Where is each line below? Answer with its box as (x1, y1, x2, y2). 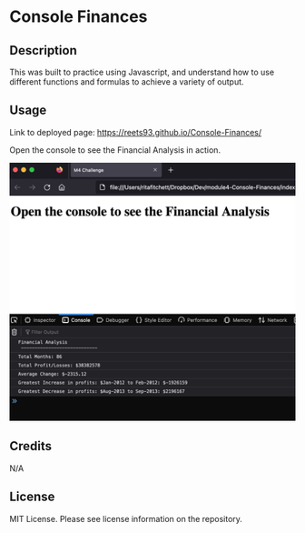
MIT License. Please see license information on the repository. (9, 513, 243, 524)
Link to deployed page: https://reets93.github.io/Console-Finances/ (9, 126, 261, 137)
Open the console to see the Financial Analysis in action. (9, 144, 221, 156)
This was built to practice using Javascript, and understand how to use (9, 66, 275, 77)
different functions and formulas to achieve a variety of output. (9, 76, 244, 87)
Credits (9, 438, 53, 454)
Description (9, 43, 77, 58)
